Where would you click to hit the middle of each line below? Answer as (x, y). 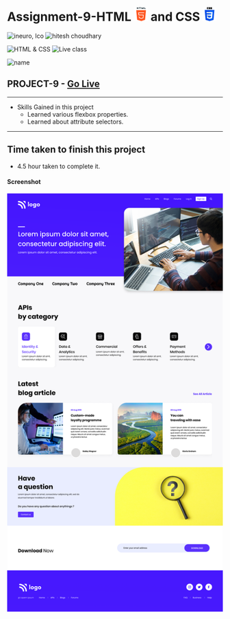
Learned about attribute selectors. (75, 121)
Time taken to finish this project (76, 150)
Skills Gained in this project (55, 107)
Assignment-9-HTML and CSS (104, 17)
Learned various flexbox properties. (78, 114)
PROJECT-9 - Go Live (54, 84)
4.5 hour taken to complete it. (59, 166)
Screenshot (24, 182)
